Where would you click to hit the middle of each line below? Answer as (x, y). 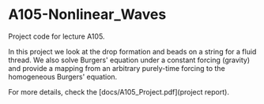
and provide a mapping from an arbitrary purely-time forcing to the (117, 68)
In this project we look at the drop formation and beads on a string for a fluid (132, 51)
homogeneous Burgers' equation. (63, 76)
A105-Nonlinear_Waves (87, 15)
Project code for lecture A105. (57, 36)
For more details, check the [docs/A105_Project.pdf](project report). (119, 91)
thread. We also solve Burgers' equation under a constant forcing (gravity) (129, 60)
